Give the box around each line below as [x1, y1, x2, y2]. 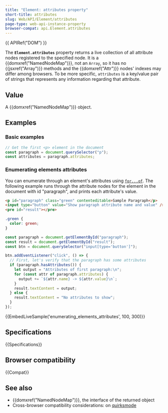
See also [5, 383, 32, 392]
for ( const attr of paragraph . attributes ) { [14, 271, 108, 277]
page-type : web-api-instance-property [5, 21, 86, 27]
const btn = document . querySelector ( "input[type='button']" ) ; [5, 244, 137, 249]
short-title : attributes [5, 12, 57, 17]
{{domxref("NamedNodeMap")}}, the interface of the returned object [12, 397, 155, 403]
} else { [9, 291, 28, 296]
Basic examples [5, 133, 44, 141]
